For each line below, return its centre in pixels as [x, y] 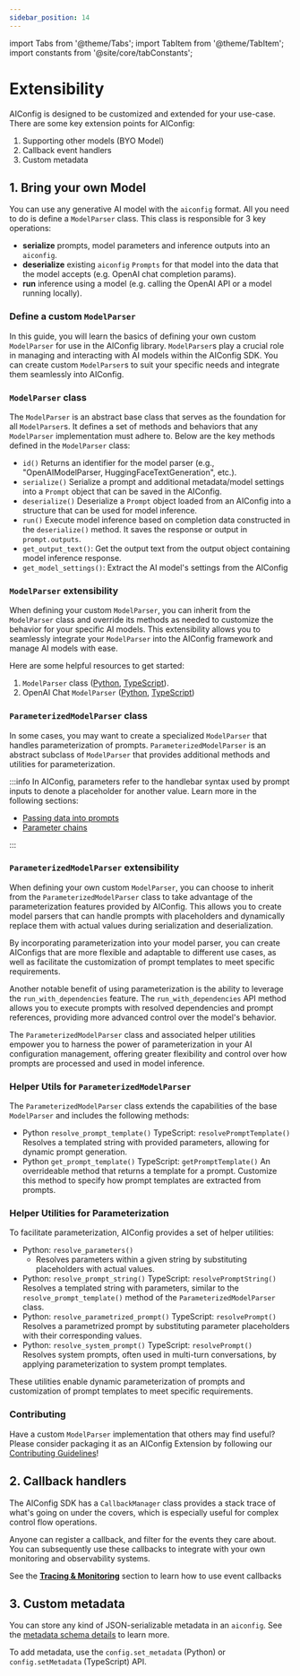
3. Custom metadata [67, 1604]
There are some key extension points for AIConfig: [102, 123]
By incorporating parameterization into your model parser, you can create [145, 943]
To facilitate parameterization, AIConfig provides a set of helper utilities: [142, 1232]
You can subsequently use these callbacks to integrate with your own [137, 1549]
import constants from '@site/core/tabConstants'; [101, 52]
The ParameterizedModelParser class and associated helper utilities [133, 1034]
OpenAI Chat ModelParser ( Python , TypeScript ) [108, 693]
